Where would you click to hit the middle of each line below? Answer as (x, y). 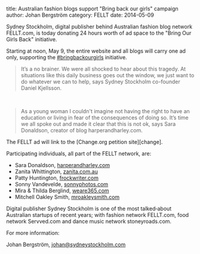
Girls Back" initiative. (32, 39)
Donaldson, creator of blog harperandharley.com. (82, 130)
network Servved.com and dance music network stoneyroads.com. (89, 221)
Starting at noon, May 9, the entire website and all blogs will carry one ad (96, 51)
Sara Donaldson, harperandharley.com (62, 165)
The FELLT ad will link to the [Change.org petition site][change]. (84, 142)
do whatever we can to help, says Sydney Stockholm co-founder (100, 81)
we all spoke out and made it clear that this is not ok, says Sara (98, 124)
